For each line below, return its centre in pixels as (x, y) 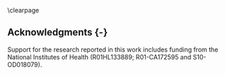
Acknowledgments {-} (58, 32)
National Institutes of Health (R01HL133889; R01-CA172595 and (99, 57)
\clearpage (23, 10)
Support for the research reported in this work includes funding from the (113, 50)
